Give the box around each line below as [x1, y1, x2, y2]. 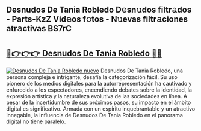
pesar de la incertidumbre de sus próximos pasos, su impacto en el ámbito [6, 99, 191, 106]
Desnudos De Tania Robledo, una [100, 67, 184, 74]
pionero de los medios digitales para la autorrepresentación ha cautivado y [6, 80, 192, 87]
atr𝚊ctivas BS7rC [6, 23, 72, 33]
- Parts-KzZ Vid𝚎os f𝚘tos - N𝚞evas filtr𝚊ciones [6, 14, 188, 25]
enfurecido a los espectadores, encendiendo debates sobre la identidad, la [6, 86, 193, 93]
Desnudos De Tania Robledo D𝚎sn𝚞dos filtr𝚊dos [6, 5, 192, 15]
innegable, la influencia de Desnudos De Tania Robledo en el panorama [6, 112, 184, 118]
